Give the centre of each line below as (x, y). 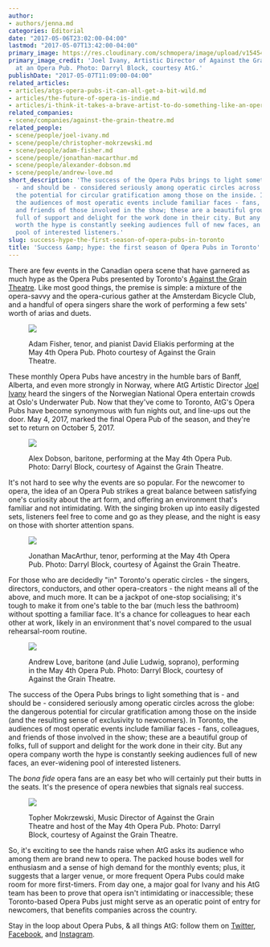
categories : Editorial (46, 31)
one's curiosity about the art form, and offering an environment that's (123, 499)
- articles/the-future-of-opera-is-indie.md (84, 98)
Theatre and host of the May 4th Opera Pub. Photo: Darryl (125, 826)
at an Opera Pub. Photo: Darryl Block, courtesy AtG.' (109, 68)
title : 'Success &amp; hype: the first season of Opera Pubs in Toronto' (135, 248)
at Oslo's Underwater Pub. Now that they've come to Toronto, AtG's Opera (131, 402)
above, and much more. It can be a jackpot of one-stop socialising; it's (125, 596)
